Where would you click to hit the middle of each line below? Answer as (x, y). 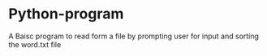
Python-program (66, 14)
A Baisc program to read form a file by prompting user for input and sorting (134, 36)
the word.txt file (35, 44)
